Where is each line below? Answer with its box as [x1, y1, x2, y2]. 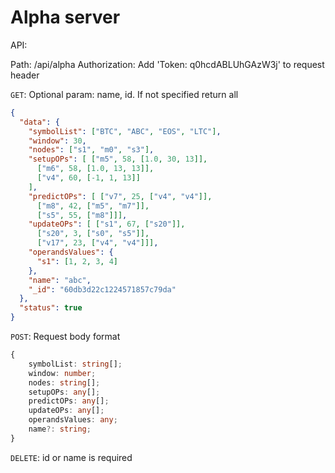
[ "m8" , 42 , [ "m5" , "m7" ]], [36, 201, 150, 211]
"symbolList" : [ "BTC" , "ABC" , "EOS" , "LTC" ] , [28, 126, 222, 136]
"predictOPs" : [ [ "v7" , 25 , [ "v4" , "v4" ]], [28, 191, 213, 201]
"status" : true [19, 303, 83, 313]
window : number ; [28, 368, 97, 378]
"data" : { [19, 117, 60, 127]
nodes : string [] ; [28, 377, 101, 388]
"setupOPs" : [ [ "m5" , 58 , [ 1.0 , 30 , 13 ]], [28, 154, 208, 165]
